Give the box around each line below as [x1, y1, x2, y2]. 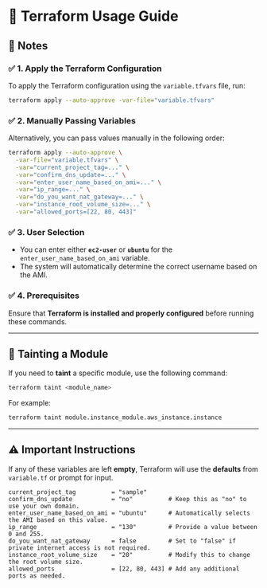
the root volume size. [8, 558, 83, 566]
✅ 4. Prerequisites [8, 290, 79, 301]
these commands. [8, 316, 68, 326]
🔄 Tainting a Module [8, 347, 109, 361]
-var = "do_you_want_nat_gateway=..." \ [15, 193, 145, 202]
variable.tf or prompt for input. [8, 472, 114, 482]
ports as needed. [8, 571, 66, 580]
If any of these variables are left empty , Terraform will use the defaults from [8, 464, 258, 473]
